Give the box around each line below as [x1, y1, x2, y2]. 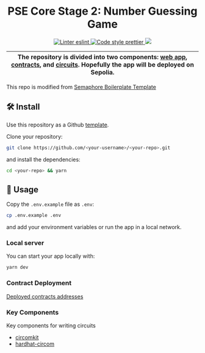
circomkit [15, 333, 39, 341]
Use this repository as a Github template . [6, 121, 109, 128]
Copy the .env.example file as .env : [6, 200, 95, 208]
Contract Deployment [6, 279, 72, 288]
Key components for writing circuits [6, 322, 96, 329]
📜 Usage [6, 184, 38, 195]
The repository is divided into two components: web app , [17, 53, 188, 61]
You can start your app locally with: [6, 252, 95, 260]
